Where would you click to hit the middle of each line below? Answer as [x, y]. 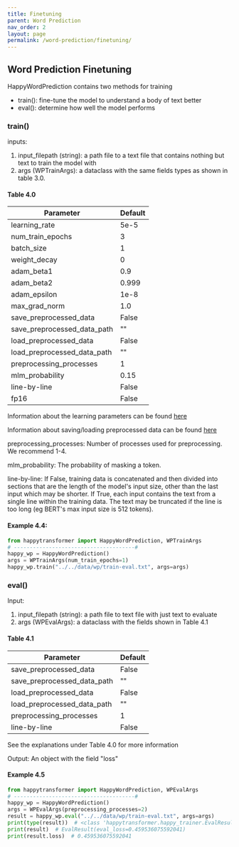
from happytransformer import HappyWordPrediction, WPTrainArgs [105, 541]
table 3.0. [31, 178]
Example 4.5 [26, 775]
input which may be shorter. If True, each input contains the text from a [112, 494]
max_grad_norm [38, 306]
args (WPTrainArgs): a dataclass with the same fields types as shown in [123, 171]
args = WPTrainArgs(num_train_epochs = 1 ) [68, 561]
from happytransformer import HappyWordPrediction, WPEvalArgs [103, 790]
